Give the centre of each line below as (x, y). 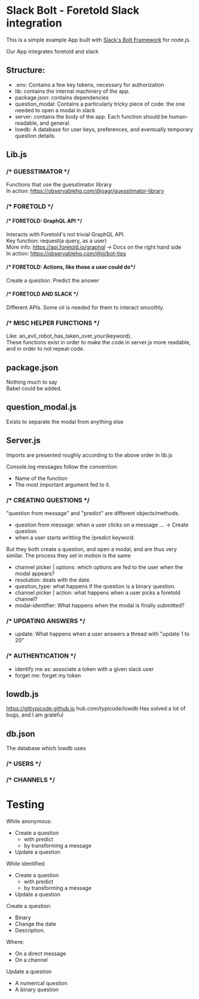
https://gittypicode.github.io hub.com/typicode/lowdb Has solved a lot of (96, 709)
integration (34, 23)
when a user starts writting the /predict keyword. (75, 538)
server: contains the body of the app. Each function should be (91, 116)
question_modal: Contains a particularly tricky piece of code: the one (100, 104)
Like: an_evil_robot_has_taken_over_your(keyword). (69, 336)
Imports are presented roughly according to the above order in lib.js (89, 455)
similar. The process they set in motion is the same (69, 556)
